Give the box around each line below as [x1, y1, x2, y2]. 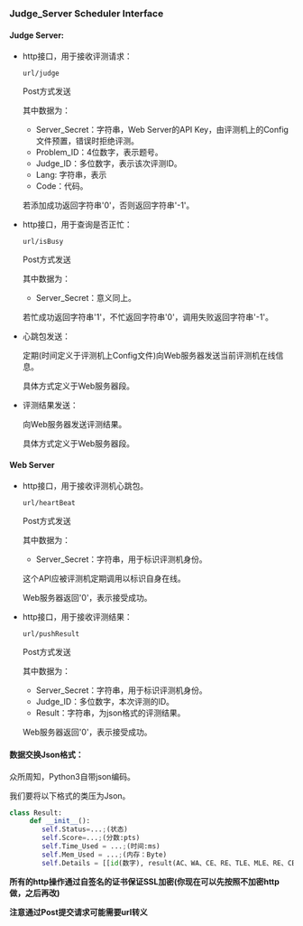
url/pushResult [22, 630, 80, 639]
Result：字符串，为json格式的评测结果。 [35, 707, 186, 718]
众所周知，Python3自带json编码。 [9, 771, 135, 781]
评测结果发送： [22, 400, 78, 411]
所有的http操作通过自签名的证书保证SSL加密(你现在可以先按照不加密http [9, 875, 280, 887]
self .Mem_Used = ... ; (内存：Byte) [41, 850, 168, 859]
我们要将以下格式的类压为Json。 [9, 790, 131, 801]
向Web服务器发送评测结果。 [22, 419, 127, 430]
